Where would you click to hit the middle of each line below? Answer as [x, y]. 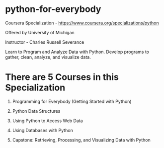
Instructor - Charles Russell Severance [45, 42]
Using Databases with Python [42, 130]
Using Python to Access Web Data [47, 121]
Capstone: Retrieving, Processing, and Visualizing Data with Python [81, 140]
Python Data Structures [36, 111]
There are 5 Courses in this [62, 77]
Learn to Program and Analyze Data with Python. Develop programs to [77, 52]
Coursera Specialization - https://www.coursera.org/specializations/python [82, 23]
